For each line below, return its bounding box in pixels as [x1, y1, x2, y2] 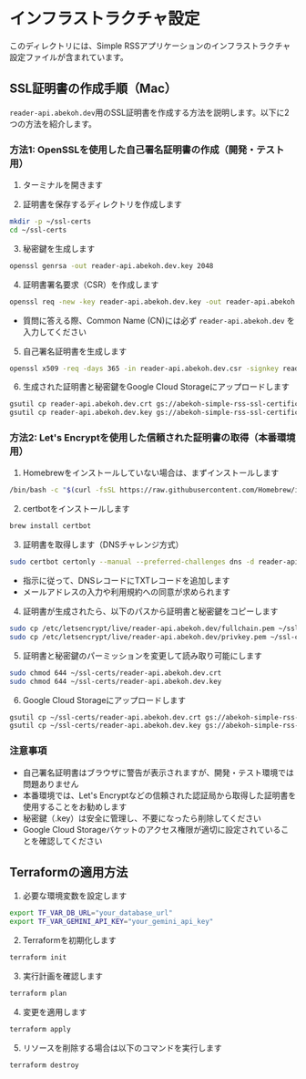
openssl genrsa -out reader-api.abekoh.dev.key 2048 [9, 261, 214, 270]
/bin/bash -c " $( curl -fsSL [9, 485, 117, 495]
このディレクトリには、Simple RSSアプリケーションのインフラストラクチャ [9, 40, 291, 51]
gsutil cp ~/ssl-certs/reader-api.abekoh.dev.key [9, 721, 202, 731]
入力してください [22, 326, 87, 337]
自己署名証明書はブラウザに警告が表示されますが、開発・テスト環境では [22, 767, 294, 778]
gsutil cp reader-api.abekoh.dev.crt [9, 399, 153, 409]
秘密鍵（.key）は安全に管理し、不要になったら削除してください [22, 813, 262, 824]
